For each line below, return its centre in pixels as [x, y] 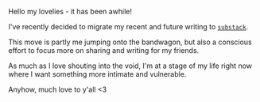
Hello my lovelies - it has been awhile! [70, 11]
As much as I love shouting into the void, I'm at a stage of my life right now [130, 66]
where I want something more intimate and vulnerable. [97, 74]
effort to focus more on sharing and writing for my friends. [104, 50]
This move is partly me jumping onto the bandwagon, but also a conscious [130, 42]
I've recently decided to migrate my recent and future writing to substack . [128, 26]
